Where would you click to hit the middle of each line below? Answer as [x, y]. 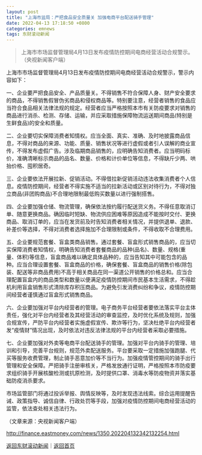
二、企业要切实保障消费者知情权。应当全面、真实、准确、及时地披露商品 [96, 136]
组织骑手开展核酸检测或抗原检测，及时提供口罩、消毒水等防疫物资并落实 [101, 373]
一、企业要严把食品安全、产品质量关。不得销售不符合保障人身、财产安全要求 [101, 93]
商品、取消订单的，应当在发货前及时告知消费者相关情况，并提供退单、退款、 [101, 222]
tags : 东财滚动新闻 [28, 34]
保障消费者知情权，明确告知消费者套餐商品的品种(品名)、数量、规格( [96, 249]
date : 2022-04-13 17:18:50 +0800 [48, 23]
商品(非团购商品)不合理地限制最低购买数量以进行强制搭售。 [84, 194]
